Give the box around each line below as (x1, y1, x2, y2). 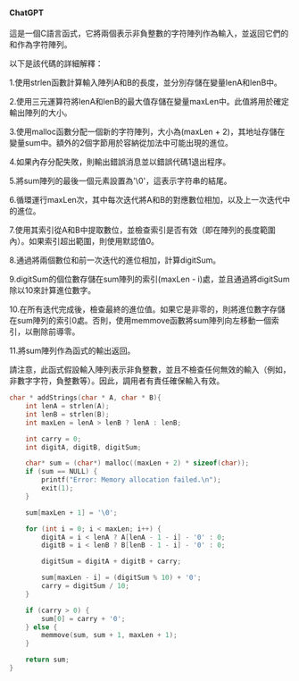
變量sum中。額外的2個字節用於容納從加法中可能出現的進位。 (9, 138, 234, 148)
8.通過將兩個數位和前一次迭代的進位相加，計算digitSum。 (9, 255, 221, 265)
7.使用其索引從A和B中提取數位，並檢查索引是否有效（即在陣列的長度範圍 (9, 224, 277, 236)
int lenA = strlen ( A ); (25, 402, 110, 411)
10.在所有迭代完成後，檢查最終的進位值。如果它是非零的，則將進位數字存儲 (9, 304, 286, 315)
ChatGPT (9, 7, 45, 18)
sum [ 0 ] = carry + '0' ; (41, 614, 126, 623)
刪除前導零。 (32, 326, 80, 337)
